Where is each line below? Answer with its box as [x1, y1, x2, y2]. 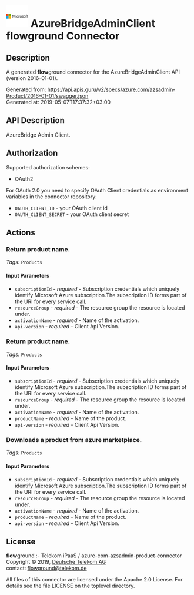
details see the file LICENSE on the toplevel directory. [6, 582, 135, 590]
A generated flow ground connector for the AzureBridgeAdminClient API [6, 68, 180, 75]
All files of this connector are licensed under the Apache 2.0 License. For [6, 576, 183, 583]
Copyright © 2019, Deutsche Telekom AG [6, 559, 106, 566]
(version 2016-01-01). [6, 75, 58, 81]
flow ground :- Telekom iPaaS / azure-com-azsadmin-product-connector [6, 552, 182, 559]
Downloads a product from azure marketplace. [6, 436, 142, 444]
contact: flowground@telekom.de [6, 564, 87, 572]
